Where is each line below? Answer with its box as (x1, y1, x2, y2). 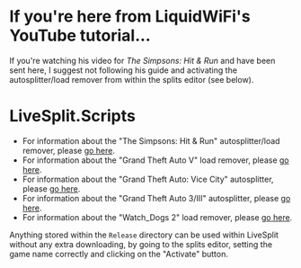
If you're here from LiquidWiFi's (9, 6, 251, 27)
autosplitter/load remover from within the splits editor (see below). (9, 74, 254, 85)
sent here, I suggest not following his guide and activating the (9, 65, 238, 76)
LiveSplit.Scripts (9, 106, 137, 127)
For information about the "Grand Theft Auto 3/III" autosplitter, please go (22, 192, 291, 203)
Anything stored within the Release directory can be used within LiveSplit (9, 229, 279, 240)
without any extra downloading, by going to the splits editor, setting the (9, 238, 272, 249)
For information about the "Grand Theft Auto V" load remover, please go (22, 155, 289, 165)
